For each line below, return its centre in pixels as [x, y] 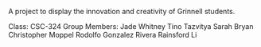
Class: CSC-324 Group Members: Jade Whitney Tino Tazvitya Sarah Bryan [131, 26]
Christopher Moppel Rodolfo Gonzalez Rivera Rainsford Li [103, 35]
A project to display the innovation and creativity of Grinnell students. [122, 11]
